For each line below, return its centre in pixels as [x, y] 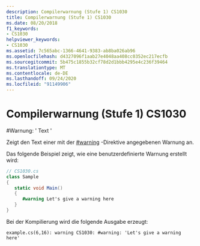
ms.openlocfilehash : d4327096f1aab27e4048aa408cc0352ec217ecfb [87, 56]
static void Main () [38, 188]
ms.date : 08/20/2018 [32, 23]
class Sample [23, 177]
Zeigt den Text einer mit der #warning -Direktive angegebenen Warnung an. [100, 142]
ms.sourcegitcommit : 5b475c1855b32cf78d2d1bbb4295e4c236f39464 [87, 62]
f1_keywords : [23, 28]
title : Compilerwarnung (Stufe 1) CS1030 [59, 17]
